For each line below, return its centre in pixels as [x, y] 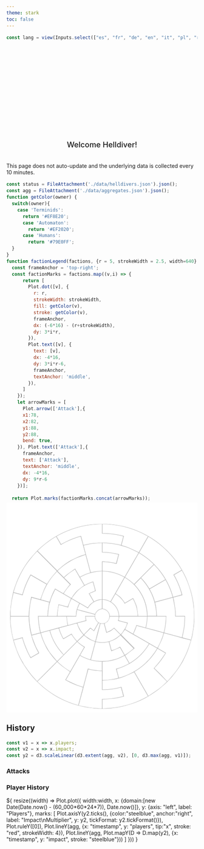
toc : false [20, 19]
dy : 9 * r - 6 [35, 479]
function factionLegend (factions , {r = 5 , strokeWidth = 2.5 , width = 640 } [102, 261]
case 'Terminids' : [40, 210]
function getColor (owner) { [42, 198]
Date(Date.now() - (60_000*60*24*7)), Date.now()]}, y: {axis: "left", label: [99, 807]
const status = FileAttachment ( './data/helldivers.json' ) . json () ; [92, 184]
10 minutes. [21, 173]
